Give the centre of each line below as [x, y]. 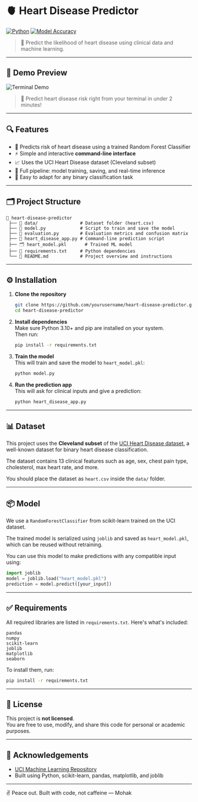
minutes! [31, 105]
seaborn [16, 659]
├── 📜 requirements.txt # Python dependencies [72, 251]
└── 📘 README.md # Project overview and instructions [90, 256]
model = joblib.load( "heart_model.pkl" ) [57, 579]
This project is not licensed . [40, 718]
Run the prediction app [43, 385]
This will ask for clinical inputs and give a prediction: [78, 391]
